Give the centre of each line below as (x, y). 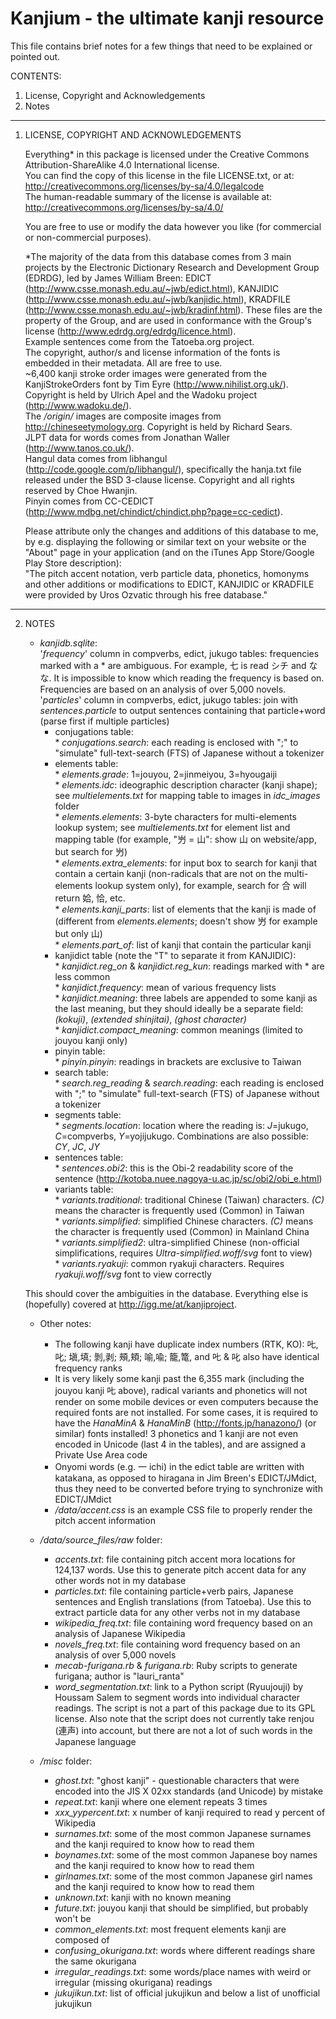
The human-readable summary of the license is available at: (148, 196)
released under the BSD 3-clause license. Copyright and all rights (159, 479)
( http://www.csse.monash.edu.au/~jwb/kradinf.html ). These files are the (173, 309)
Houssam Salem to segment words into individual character (177, 1697)
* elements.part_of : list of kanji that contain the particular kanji (183, 944)
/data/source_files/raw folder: (101, 1539)
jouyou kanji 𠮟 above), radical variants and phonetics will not (181, 1390)
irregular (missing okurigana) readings (133, 1982)
